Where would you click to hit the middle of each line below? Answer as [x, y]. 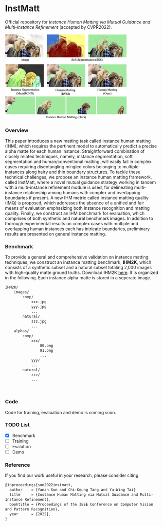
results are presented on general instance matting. [55, 234]
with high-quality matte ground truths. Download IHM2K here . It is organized [82, 272]
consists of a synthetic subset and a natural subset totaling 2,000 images [79, 268]
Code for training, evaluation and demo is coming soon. [61, 412]
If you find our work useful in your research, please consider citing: [72, 475]
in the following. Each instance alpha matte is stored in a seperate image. [78, 278]
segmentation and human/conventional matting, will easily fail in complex [78, 162]
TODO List [18, 425]
